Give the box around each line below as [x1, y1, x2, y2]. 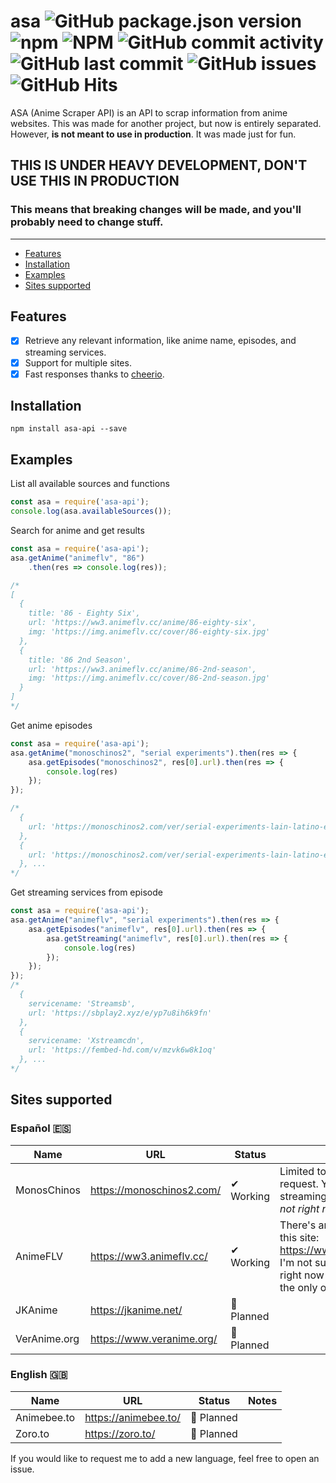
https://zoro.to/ [84, 1426, 156, 1440]
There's [279, 1218, 317, 1232]
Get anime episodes [10, 719, 93, 731]
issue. [10, 1463, 35, 1475]
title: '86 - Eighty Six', [28, 608, 141, 619]
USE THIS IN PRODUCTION [10, 173, 180, 190]
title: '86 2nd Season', [28, 655, 132, 665]
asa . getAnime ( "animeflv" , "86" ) [10, 553, 145, 563]
